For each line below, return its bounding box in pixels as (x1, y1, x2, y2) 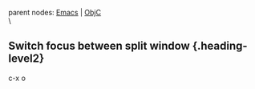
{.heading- (192, 39, 248, 53)
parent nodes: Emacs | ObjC (8, 8, 102, 17)
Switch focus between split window (8, 39, 190, 53)
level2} (8, 52, 45, 66)
